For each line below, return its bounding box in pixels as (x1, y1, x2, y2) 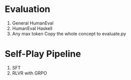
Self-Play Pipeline (5, 48, 81, 59)
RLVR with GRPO (12, 70, 48, 76)
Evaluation (5, 3, 51, 15)
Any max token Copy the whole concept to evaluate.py (12, 30, 126, 36)
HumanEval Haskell (12, 25, 53, 31)
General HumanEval (12, 20, 54, 26)
